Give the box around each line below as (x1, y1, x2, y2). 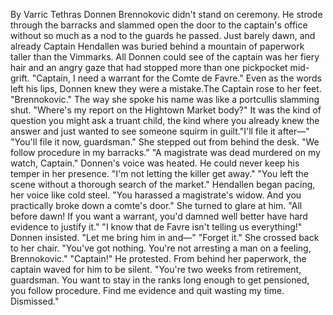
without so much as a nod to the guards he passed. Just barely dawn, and (10, 30, 316, 41)
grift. (10, 72, 30, 84)
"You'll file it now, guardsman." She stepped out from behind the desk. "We (10, 136, 320, 148)
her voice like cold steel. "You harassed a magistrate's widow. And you (10, 189, 302, 201)
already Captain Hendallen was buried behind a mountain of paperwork (10, 40, 305, 52)
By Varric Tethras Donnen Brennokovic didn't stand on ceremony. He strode (10, 9, 323, 20)
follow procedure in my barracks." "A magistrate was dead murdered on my (10, 147, 321, 158)
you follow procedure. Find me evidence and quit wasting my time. (10, 285, 285, 296)
